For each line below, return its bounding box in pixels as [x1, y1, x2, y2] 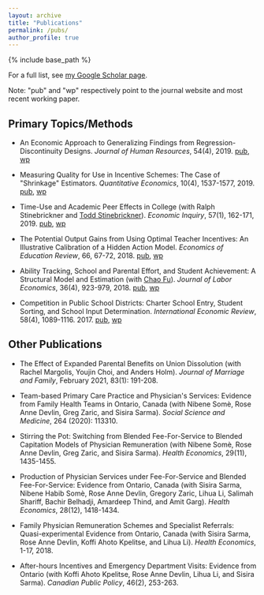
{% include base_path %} [8, 55, 91, 65]
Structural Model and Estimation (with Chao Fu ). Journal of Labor [19, 275, 232, 284]
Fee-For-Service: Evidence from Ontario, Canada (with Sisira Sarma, [19, 480, 242, 489]
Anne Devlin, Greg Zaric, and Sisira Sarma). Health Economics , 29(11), [19, 447, 247, 458]
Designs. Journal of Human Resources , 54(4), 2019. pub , [64, 147, 250, 156]
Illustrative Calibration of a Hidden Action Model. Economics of [19, 242, 224, 253]
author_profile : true [8, 33, 80, 42]
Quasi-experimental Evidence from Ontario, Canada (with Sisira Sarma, [19, 529, 251, 538]
